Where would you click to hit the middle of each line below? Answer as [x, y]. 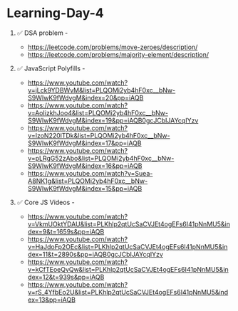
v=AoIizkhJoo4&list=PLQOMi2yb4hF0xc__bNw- [98, 112]
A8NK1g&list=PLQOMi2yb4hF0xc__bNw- [88, 181]
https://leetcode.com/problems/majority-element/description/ [118, 54]
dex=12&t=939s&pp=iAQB [66, 277]
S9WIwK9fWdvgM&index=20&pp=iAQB [86, 97]
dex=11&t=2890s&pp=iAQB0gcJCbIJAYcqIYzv [95, 254]
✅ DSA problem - [42, 33]
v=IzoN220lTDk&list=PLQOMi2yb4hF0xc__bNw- [99, 135]
